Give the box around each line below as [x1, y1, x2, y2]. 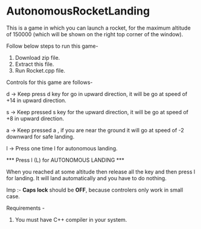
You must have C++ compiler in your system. [14, 216, 127, 223]
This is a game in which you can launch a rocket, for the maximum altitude [6, 24, 191, 31]
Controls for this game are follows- [6, 79, 93, 86]
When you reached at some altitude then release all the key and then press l [6, 168, 196, 175]
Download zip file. [14, 54, 60, 61]
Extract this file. [14, 60, 54, 68]
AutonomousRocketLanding [6, 4, 150, 18]
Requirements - [6, 204, 45, 211]
